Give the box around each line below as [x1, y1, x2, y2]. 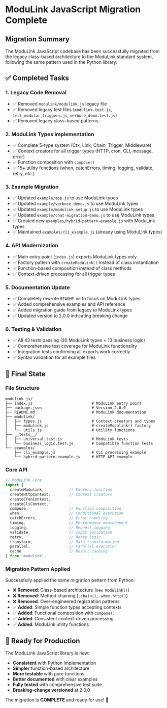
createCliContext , [10, 501, 49, 507]
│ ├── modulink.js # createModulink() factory [5, 423, 151, 428]
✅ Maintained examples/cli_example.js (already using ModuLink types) [12, 229, 162, 235]
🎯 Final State [5, 370, 46, 378]
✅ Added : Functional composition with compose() [12, 610, 115, 616]
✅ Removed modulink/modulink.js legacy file [12, 100, 107, 107]
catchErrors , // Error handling [10, 516, 108, 521]
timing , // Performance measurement [10, 520, 128, 526]
